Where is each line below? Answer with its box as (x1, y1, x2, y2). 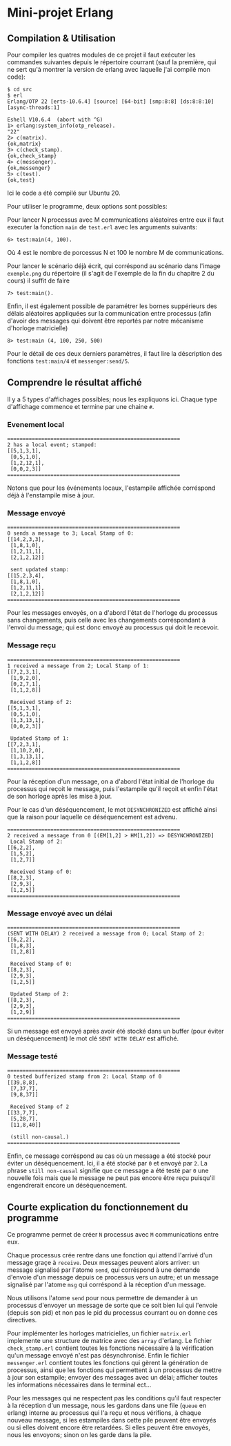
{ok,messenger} (7, 164, 51, 171)
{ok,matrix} (7, 140, 41, 147)
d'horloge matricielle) (7, 324, 68, 332)
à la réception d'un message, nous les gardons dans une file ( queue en (7, 1401, 207, 1410)
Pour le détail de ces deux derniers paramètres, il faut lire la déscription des (7, 350, 223, 357)
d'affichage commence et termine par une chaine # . (7, 402, 154, 410)
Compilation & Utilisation (7, 32, 116, 44)
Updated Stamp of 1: (10, 734, 70, 742)
